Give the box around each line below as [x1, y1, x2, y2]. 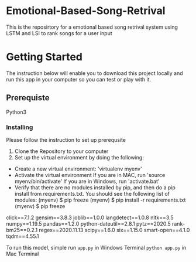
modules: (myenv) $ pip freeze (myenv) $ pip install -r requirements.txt [14, 196, 186, 203]
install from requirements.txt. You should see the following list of [14, 190, 170, 197]
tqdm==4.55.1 [6, 233, 39, 240]
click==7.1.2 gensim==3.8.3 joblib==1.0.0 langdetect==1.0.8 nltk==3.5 [6, 214, 174, 221]
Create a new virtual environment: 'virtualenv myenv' [14, 165, 142, 172]
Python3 [6, 108, 27, 115]
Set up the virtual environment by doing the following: [14, 154, 145, 161]
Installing [6, 123, 33, 131]
